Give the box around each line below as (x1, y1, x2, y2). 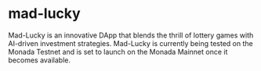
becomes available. (8, 55, 71, 65)
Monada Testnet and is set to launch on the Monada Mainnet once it (8, 47, 228, 56)
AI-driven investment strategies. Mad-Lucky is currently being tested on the (8, 38, 253, 48)
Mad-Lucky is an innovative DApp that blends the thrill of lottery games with (8, 30, 254, 40)
